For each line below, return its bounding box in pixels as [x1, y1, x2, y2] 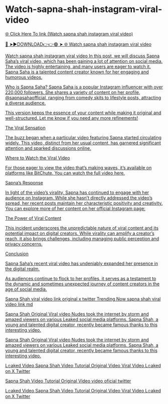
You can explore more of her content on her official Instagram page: [5, 205, 145, 212]
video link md [5, 301, 33, 307]
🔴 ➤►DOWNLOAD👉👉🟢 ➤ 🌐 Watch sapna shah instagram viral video [5, 41, 152, 47]
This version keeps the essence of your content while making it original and [5, 110, 161, 116]
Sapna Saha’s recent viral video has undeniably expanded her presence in [5, 260, 158, 266]
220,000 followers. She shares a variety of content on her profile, [5, 89, 140, 95]
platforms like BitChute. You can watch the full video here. [5, 170, 125, 176]
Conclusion [5, 250, 29, 257]
